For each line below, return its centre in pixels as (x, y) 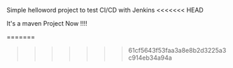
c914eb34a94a (150, 58)
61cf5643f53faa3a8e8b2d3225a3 (177, 50)
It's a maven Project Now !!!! (47, 23)
